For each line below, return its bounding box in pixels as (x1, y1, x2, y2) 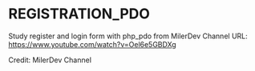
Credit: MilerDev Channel (8, 55, 92, 65)
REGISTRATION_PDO (8, 5, 151, 23)
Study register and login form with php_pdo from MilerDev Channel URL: (8, 31, 249, 41)
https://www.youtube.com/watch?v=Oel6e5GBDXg (8, 39, 176, 49)
